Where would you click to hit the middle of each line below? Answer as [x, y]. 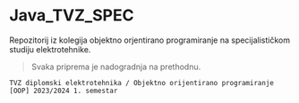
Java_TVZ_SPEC [72, 16]
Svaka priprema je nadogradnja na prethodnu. [116, 67]
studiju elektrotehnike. [50, 49]
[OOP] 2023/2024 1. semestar [64, 91]
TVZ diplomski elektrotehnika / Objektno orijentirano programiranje [142, 83]
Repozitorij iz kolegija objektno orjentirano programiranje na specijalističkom [150, 40]
